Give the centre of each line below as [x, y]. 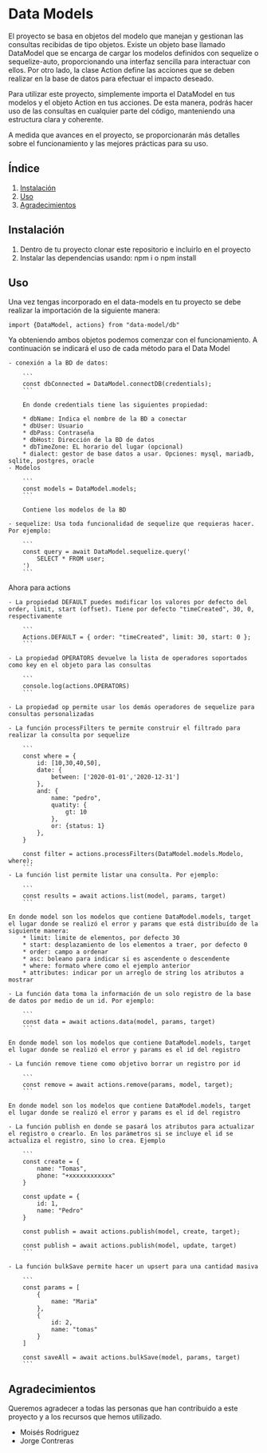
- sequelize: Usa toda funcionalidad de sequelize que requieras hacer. [132, 524]
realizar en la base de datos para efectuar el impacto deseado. [111, 78]
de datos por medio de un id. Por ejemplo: [82, 1001]
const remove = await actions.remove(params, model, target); [128, 1085]
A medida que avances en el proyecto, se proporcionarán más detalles [124, 135]
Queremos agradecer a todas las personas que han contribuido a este [123, 1408]
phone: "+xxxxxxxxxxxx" [76, 1176]
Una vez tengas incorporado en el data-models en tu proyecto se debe [125, 302]
